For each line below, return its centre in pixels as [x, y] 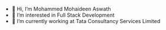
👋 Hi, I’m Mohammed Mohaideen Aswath [61, 9]
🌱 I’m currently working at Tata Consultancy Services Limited [86, 21]
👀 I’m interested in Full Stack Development [63, 15]
